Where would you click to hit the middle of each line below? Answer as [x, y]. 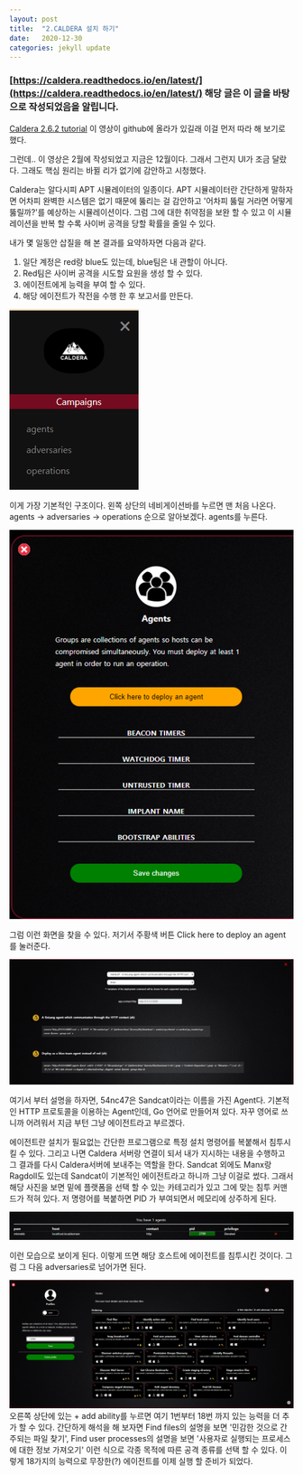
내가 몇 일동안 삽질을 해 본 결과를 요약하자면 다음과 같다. [108, 242]
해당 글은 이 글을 [238, 93]
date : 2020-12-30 [46, 38]
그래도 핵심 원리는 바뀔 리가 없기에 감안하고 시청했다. [114, 170]
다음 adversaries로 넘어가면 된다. [87, 1266]
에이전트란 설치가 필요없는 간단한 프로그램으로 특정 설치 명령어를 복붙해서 [138, 1142]
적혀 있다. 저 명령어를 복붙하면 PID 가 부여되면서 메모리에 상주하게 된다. [151, 1198]
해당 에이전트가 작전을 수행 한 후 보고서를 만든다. [108, 296]
